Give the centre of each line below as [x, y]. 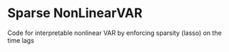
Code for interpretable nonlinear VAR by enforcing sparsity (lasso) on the [115, 33]
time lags [21, 40]
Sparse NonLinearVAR [75, 13]
